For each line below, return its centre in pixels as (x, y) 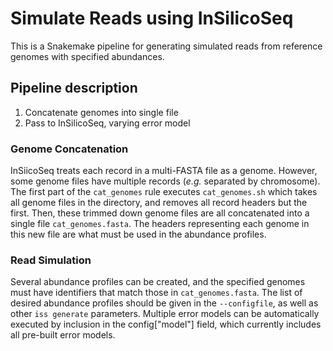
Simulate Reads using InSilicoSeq (152, 18)
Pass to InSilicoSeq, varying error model (107, 123)
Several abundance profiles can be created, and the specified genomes (158, 282)
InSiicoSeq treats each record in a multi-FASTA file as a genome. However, (164, 171)
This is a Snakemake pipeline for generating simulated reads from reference (166, 46)
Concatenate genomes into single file (101, 112)
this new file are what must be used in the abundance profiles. (138, 234)
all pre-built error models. (63, 335)
